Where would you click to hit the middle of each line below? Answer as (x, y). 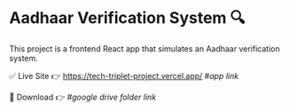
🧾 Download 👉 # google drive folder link (83, 97)
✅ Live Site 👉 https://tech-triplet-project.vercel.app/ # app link (124, 75)
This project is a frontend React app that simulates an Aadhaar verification (145, 48)
